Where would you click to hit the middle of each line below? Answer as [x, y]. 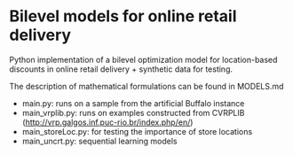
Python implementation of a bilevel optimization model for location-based [143, 59]
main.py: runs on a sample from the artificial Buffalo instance [133, 103]
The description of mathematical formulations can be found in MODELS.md [146, 86]
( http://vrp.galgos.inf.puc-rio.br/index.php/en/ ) [107, 122]
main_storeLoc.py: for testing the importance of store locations [137, 131]
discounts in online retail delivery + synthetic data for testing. [121, 69]
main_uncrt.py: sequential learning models [99, 141]
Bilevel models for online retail [123, 16]
